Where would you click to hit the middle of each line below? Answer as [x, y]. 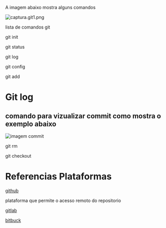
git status [15, 47]
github [12, 190]
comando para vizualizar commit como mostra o [83, 116]
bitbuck [13, 220]
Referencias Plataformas [58, 177]
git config [15, 67]
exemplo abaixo [31, 124]
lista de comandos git [28, 27]
